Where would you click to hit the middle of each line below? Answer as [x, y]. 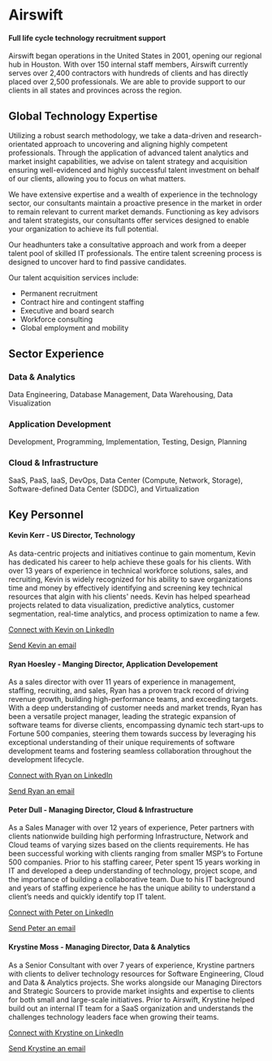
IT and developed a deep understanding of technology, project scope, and [133, 871]
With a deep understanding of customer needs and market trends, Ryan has [135, 708]
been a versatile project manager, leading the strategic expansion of [123, 717]
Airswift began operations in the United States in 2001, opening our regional [135, 56]
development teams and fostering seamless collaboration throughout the [130, 751]
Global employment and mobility [74, 328]
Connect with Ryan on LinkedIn [60, 775]
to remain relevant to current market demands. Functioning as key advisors [134, 212]
